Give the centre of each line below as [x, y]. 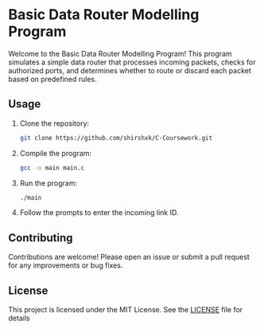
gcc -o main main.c [52, 168]
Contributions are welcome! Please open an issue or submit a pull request [129, 257]
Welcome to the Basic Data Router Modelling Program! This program [120, 53]
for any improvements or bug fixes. [66, 265]
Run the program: [49, 183]
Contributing [41, 238]
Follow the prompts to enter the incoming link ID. [99, 213]
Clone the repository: [54, 123]
